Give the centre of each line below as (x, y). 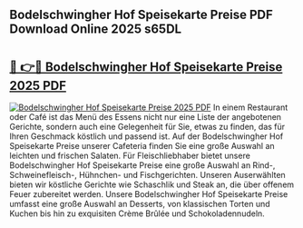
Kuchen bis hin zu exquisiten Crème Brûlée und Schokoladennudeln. (137, 213)
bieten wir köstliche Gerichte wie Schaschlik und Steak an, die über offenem (152, 184)
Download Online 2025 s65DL (96, 30)
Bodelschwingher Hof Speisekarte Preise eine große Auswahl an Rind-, (142, 165)
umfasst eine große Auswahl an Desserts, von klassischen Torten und (140, 204)
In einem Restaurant (250, 107)
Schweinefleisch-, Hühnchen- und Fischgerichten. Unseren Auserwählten (147, 175)
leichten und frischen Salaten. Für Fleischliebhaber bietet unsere (130, 155)
